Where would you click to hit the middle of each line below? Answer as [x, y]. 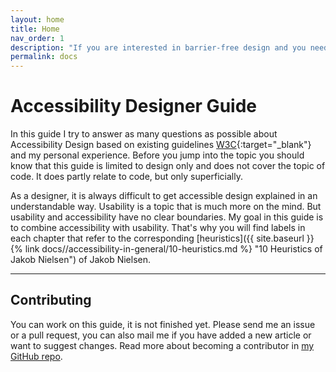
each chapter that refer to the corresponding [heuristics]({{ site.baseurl [157, 238]
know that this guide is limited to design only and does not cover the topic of [168, 166]
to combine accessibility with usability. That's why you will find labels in [158, 228]
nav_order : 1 [37, 38]
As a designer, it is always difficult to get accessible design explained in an [164, 196]
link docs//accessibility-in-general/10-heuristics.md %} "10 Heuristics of [173, 249]
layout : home [37, 19]
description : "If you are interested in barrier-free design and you [158, 47]
